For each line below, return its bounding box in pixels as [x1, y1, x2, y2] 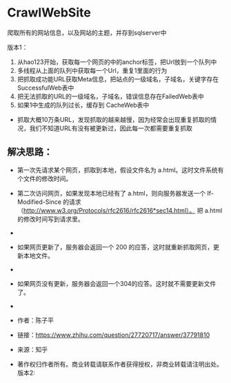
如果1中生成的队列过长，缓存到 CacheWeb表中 [17, 101, 150, 109]
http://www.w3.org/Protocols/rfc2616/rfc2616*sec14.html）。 [23, 206, 196, 214]
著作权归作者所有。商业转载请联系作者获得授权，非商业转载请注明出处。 [17, 360, 223, 368]
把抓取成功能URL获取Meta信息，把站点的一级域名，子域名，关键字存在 [17, 74, 219, 83]
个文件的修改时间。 [17, 174, 72, 183]
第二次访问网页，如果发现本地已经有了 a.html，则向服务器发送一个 [17, 189, 206, 197]
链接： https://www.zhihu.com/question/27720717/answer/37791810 [17, 331, 210, 339]
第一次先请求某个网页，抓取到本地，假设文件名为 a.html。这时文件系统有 [17, 165, 224, 174]
